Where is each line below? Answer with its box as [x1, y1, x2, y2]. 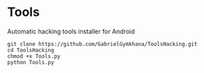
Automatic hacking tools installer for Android [7, 27, 135, 35]
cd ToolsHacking [7, 47, 54, 54]
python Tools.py [7, 58, 54, 66]
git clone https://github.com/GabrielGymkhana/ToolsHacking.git [7, 40, 198, 47]
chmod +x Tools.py [7, 53, 61, 60]
